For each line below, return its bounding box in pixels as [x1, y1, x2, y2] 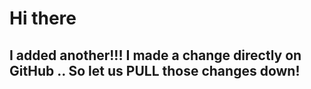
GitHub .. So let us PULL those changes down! [9, 62, 301, 79]
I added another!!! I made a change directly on [9, 47, 302, 64]
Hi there [9, 7, 77, 30]
